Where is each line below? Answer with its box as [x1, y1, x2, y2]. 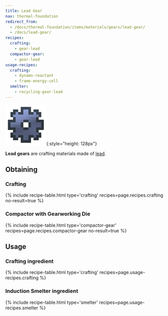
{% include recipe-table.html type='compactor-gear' [5, 222, 117, 228]
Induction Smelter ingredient [5, 287, 78, 294]
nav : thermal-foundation [5, 13, 58, 19]
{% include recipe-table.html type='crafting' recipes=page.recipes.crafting [5, 192, 163, 198]
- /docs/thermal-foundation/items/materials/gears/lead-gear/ [10, 25, 145, 30]
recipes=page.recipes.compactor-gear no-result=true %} [5, 227, 127, 234]
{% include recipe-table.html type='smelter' [5, 299, 98, 305]
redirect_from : [5, 19, 38, 24]
